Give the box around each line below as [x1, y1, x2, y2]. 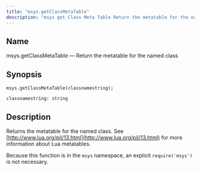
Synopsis [6, 69, 42, 79]
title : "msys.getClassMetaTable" [6, 8, 90, 15]
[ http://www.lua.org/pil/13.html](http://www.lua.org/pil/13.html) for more [6, 133, 182, 141]
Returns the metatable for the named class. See [6, 128, 124, 135]
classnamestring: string [6, 96, 68, 102]
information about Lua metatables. [6, 140, 91, 147]
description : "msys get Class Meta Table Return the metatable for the [6, 14, 188, 20]
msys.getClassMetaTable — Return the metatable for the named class [6, 52, 178, 60]
